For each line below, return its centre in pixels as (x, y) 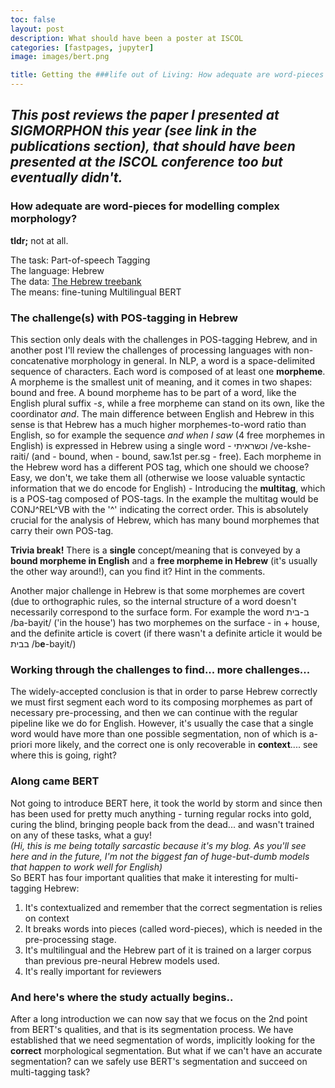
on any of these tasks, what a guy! (81, 835)
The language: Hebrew (57, 270)
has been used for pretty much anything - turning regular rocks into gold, (161, 813)
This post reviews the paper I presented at (145, 115)
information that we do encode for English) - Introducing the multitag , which (168, 488)
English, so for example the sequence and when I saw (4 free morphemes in (167, 435)
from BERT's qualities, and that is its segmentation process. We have (152, 1029)
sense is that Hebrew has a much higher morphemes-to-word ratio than (158, 424)
